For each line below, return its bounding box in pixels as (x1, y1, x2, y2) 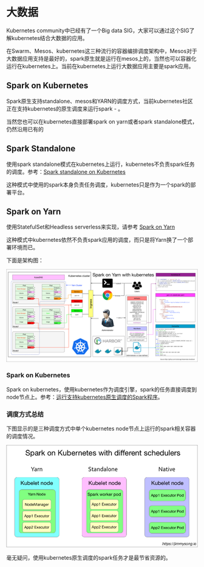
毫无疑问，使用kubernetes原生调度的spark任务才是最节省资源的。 (6, 554, 171, 561)
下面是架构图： (6, 256, 44, 264)
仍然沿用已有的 (6, 125, 44, 132)
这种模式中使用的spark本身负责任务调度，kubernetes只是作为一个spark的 (6, 180, 191, 188)
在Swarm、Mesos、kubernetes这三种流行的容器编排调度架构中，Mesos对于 (6, 47, 197, 55)
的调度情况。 (6, 433, 38, 440)
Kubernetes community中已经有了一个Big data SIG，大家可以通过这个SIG (6, 27, 189, 34)
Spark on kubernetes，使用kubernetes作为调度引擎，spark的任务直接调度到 (6, 385, 197, 393)
